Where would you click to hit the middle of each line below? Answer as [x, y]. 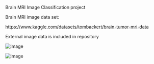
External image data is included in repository [52, 37]
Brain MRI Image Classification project [45, 7]
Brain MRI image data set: [32, 17]
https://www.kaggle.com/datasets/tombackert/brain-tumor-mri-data [77, 27]
